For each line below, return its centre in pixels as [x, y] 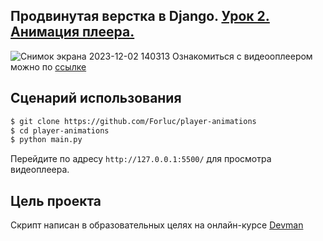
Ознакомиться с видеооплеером [242, 56]
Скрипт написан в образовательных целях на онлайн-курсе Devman [157, 225]
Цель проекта [56, 200]
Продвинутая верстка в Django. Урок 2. [140, 16]
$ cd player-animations [60, 130]
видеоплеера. [40, 170]
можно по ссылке [48, 66]
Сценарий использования [96, 98]
